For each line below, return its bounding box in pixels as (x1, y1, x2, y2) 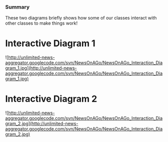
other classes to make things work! (5, 20, 78, 26)
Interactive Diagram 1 (5, 38, 96, 49)
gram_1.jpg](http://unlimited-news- (5, 65, 77, 71)
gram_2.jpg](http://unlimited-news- (5, 120, 78, 126)
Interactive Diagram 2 (5, 93, 97, 105)
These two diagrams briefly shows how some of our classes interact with (5, 15, 157, 21)
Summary (5, 4, 30, 11)
